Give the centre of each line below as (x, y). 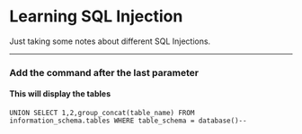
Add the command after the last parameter (104, 72)
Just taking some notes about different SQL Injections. (110, 41)
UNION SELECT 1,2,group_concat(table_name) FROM (102, 113)
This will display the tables (60, 94)
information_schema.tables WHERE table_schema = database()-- (128, 121)
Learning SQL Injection (96, 17)
